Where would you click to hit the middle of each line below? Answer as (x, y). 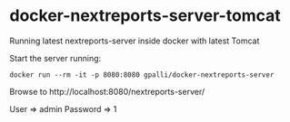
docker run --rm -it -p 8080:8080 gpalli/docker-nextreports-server (142, 75)
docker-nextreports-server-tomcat (145, 16)
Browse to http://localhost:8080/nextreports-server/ (107, 91)
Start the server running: (55, 58)
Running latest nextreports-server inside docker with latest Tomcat (135, 41)
